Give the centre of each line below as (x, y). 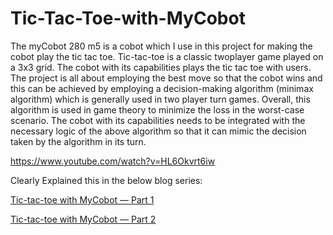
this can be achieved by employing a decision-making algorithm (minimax (162, 88)
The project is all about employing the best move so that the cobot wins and (166, 78)
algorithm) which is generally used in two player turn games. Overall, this (160, 99)
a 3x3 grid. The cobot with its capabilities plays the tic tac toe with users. (161, 67)
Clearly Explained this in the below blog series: (106, 180)
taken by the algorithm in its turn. (78, 141)
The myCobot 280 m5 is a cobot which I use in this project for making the (161, 46)
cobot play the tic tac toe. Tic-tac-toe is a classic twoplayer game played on (167, 56)
